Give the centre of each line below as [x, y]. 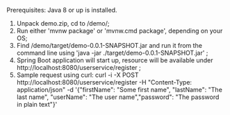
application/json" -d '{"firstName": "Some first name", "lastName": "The [120, 90]
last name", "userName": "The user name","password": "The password [118, 97]
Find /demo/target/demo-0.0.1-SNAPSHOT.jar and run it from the [109, 45]
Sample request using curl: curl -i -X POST [77, 75]
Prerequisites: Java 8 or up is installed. [62, 10]
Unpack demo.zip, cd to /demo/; [63, 23]
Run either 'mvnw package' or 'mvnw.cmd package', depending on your [120, 31]
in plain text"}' [37, 104]
